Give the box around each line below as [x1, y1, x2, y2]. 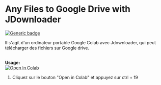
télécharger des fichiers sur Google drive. [5, 45, 89, 51]
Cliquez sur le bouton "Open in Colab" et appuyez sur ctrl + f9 [12, 74, 138, 80]
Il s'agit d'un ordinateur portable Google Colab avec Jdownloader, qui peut [5, 39, 156, 45]
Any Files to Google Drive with [5, 3, 131, 15]
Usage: [5, 59, 21, 65]
